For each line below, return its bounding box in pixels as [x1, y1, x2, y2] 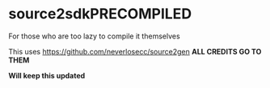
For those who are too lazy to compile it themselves [8, 31, 180, 41]
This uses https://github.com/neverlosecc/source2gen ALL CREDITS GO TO [8, 46, 262, 56]
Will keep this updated [8, 70, 86, 80]
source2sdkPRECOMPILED [8, 5, 192, 23]
